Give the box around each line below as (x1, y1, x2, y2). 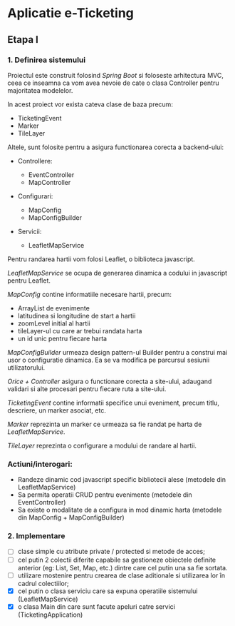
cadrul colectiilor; (17, 579, 69, 587)
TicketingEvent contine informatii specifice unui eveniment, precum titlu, (7, 398, 219, 407)
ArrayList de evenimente (17, 303, 90, 312)
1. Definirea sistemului (7, 55, 86, 65)
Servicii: (17, 227, 42, 236)
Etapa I (7, 34, 39, 46)
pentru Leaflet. (7, 276, 51, 285)
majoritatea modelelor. (7, 86, 73, 94)
